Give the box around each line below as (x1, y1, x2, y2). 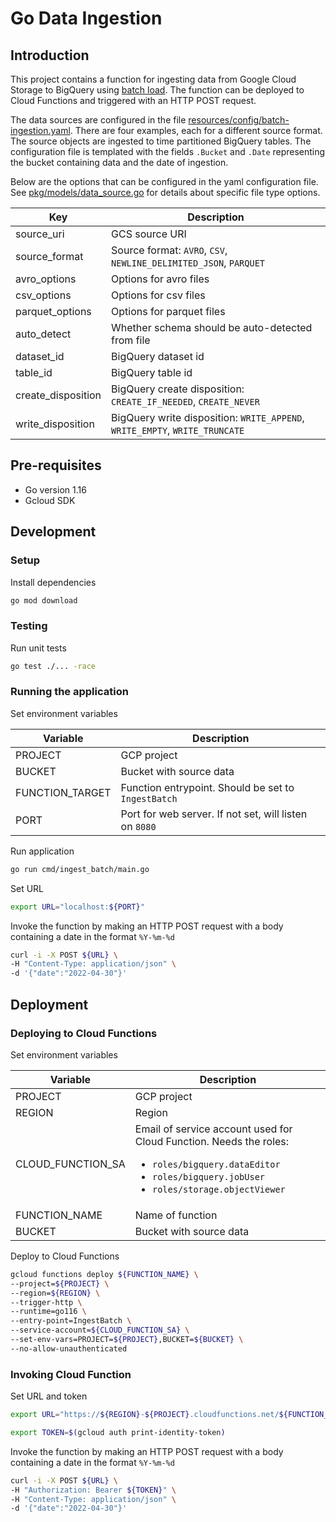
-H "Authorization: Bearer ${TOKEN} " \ (10, 1485, 177, 1495)
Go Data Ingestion (10, 7, 163, 30)
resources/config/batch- (188, 114, 290, 126)
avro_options (15, 272, 77, 286)
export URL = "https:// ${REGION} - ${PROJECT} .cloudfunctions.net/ (10, 1410, 280, 1420)
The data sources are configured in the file (10, 114, 187, 126)
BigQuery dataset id (111, 350, 205, 363)
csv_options (15, 288, 72, 302)
